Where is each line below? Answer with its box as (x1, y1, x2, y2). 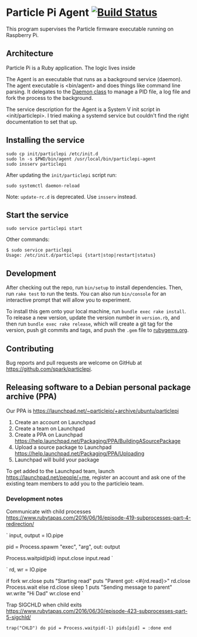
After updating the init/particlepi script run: (6, 171, 117, 179)
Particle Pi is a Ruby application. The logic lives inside (6, 64, 136, 71)
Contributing (6, 344, 54, 354)
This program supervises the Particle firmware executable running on (6, 25, 174, 32)
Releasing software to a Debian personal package (6, 383, 191, 393)
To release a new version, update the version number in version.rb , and (6, 314, 181, 321)
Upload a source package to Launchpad (14, 444, 112, 451)
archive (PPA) (6, 391, 57, 402)
